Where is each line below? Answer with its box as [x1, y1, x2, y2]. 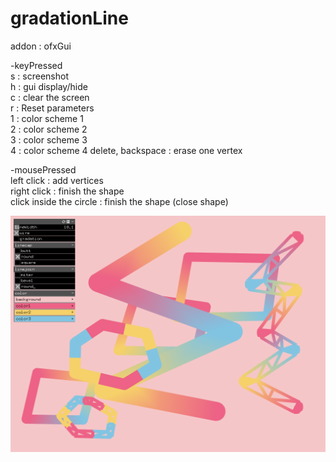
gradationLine [10, 7, 129, 30]
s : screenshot [10, 70, 69, 82]
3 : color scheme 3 [10, 133, 88, 146]
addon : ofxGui [10, 40, 72, 52]
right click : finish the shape [10, 185, 125, 197]
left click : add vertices [10, 174, 104, 186]
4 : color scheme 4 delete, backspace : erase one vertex [10, 144, 243, 156]
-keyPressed [10, 59, 63, 71]
